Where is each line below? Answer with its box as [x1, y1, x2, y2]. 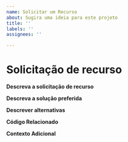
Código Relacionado [6, 118, 59, 126]
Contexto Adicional [6, 130, 56, 137]
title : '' [6, 20, 32, 26]
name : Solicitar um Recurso [6, 8, 78, 15]
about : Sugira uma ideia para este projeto [6, 15, 118, 21]
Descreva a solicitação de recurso [6, 83, 94, 90]
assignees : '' [6, 32, 42, 38]
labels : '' [6, 25, 34, 32]
